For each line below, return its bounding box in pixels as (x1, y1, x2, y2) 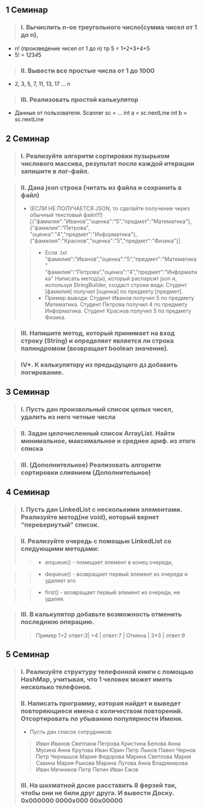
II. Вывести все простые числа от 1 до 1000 (20, 66, 155, 75)
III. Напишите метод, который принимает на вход (20, 329, 175, 337)
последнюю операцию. (20, 618, 95, 627)
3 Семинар (5, 387, 50, 397)
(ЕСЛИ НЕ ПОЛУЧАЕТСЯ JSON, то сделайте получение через (29, 204, 190, 212)
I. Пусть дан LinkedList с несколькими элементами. (20, 505, 183, 514)
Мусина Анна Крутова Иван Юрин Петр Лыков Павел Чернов (35, 747, 196, 754)
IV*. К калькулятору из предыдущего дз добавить (20, 360, 178, 369)
